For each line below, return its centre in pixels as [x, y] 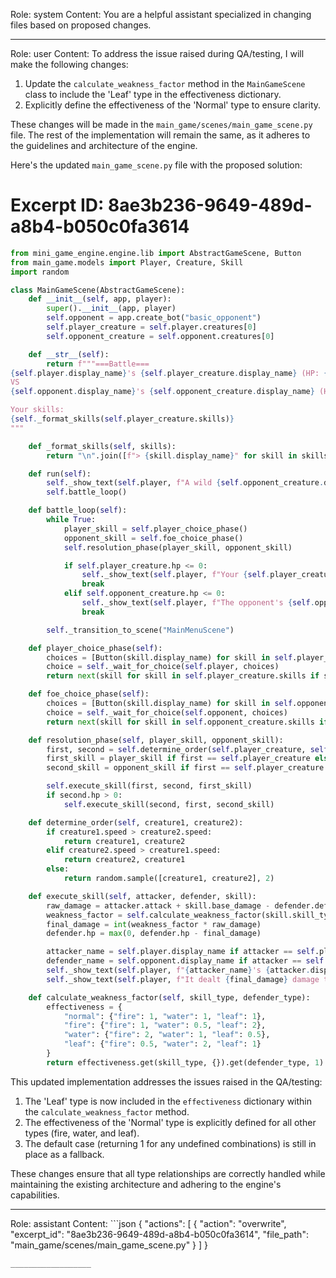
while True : [71, 520]
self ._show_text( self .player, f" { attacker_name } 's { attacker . [178, 970]
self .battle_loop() [87, 492]
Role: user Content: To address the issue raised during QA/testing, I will [157, 53]
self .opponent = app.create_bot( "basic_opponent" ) [154, 318]
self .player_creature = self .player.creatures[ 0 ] [151, 327]
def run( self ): [60, 474]
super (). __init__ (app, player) [111, 309]
